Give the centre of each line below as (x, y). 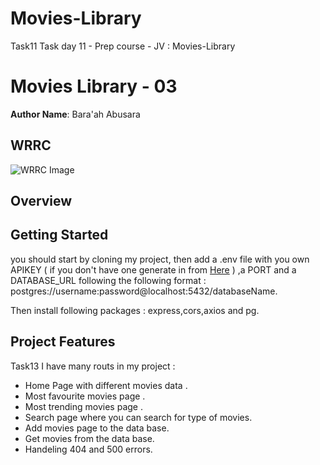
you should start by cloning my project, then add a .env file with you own (160, 259)
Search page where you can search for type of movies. (138, 417)
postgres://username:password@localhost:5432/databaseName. (144, 291)
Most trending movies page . (83, 406)
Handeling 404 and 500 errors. (88, 449)
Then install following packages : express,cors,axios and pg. (135, 310)
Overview (41, 201)
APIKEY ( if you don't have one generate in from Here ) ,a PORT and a (153, 269)
